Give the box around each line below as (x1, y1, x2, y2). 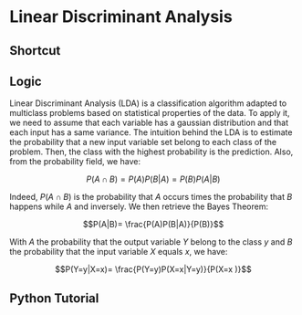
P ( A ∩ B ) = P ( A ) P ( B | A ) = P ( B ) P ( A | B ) (86, 173, 221, 184)
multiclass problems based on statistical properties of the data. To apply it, (9, 108, 290, 119)
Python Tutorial (9, 290, 99, 306)
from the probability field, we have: (9, 156, 141, 167)
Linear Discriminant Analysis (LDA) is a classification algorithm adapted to (9, 98, 287, 109)
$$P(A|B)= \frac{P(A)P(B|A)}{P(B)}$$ (82, 219, 224, 230)
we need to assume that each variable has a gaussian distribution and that (9, 117, 289, 129)
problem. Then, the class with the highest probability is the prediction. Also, (9, 146, 294, 157)
